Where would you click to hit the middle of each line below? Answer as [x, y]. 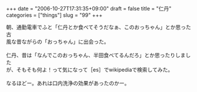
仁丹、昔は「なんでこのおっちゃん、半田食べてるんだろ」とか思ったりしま [96, 55]
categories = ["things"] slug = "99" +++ [54, 15]
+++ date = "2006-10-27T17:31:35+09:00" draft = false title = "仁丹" [89, 8]
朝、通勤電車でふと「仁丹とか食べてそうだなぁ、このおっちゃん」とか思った [98, 27]
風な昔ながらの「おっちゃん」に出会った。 [58, 42]
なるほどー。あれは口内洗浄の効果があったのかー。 [68, 83]
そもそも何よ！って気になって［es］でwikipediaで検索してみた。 [95, 70]
